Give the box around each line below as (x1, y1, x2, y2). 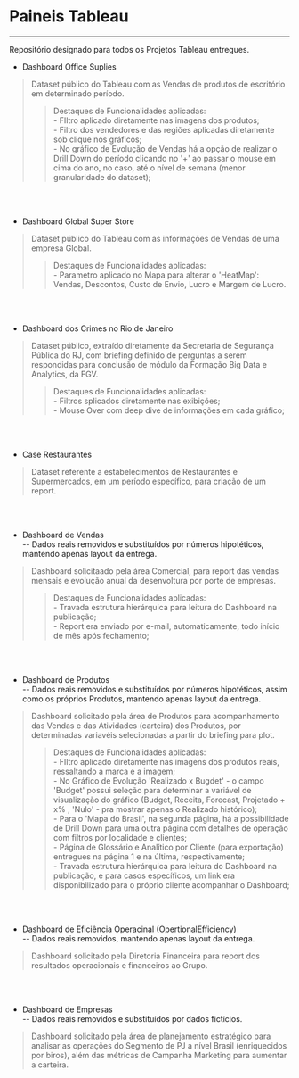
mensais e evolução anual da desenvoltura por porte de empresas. (30, 575, 276, 585)
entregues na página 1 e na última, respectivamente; (53, 850, 246, 862)
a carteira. (30, 1059, 69, 1070)
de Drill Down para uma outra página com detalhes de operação (53, 823, 289, 833)
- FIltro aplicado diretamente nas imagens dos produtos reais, (53, 756, 280, 767)
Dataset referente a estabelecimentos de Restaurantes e (30, 466, 238, 477)
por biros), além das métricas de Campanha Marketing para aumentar (30, 1049, 287, 1060)
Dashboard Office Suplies (21, 61, 117, 72)
